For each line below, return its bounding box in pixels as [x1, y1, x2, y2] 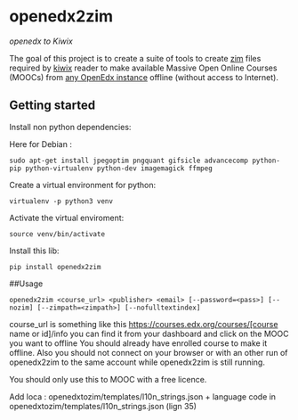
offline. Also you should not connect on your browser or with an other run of [9, 347, 288, 358]
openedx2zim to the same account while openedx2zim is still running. [9, 357, 265, 367]
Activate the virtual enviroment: [9, 212, 125, 223]
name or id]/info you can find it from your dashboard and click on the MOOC [9, 328, 289, 339]
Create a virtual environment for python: [9, 179, 157, 190]
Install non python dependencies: [9, 121, 132, 132]
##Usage [9, 278, 44, 289]
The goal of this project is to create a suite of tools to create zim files [9, 53, 262, 63]
